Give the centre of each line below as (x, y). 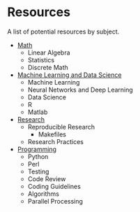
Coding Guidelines (54, 186)
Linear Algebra (49, 52)
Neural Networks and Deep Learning (80, 90)
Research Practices (55, 141)
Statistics (41, 59)
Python (38, 156)
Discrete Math (48, 67)
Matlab (38, 112)
